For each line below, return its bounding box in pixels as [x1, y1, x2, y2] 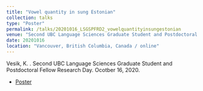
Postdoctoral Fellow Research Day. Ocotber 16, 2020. [6, 66, 140, 73]
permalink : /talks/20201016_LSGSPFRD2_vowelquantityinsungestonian [6, 26, 182, 32]
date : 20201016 [6, 37, 45, 43]
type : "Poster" [6, 20, 45, 26]
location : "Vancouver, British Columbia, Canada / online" [6, 43, 160, 49]
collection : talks [6, 15, 53, 21]
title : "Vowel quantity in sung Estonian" [6, 9, 116, 15]
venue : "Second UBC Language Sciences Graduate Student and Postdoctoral [6, 32, 198, 38]
